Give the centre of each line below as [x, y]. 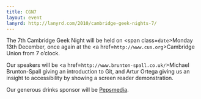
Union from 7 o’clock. [33, 53]
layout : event [24, 18]
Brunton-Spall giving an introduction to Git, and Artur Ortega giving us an [98, 72]
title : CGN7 [21, 12]
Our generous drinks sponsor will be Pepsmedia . [68, 90]
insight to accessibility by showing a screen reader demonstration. [90, 78]
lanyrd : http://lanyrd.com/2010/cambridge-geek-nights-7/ [82, 23]
